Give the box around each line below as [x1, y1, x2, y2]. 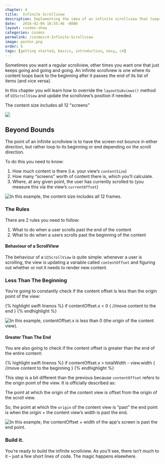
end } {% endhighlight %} [5, 308, 57, 314]
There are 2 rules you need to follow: [5, 217, 80, 223]
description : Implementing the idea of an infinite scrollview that [5, 16, 148, 21]
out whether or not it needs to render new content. [5, 264, 108, 270]
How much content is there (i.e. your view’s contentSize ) [12, 168, 127, 174]
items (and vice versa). [5, 77, 52, 84]
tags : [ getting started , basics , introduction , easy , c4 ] [5, 48, 126, 53]
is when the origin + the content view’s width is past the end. [5, 410, 128, 416]
